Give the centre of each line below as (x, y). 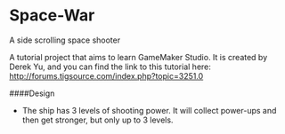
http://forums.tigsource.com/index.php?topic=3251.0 (106, 75)
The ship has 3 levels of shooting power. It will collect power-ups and (149, 110)
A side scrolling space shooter (65, 40)
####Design (32, 93)
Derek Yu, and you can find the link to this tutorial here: (110, 67)
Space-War (52, 16)
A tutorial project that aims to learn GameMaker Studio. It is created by (138, 57)
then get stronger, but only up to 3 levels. (98, 120)
